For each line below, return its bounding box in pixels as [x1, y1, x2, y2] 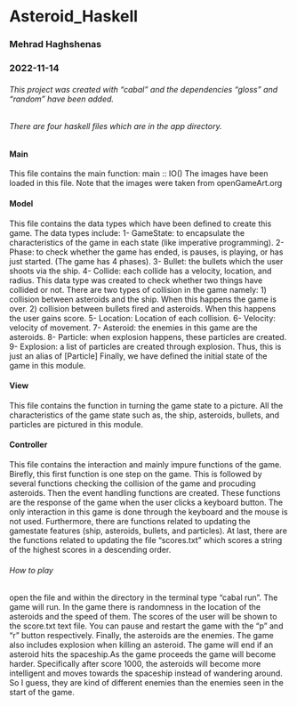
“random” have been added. [9, 93, 114, 104]
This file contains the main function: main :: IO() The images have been [9, 168, 269, 179]
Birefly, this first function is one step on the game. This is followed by [9, 469, 262, 480]
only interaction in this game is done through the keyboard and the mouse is [9, 507, 288, 517]
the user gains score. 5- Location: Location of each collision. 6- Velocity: [9, 312, 276, 323]
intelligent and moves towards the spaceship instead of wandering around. [9, 668, 283, 678]
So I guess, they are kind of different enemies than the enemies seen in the [9, 678, 285, 688]
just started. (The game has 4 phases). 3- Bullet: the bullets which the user [9, 256, 284, 266]
